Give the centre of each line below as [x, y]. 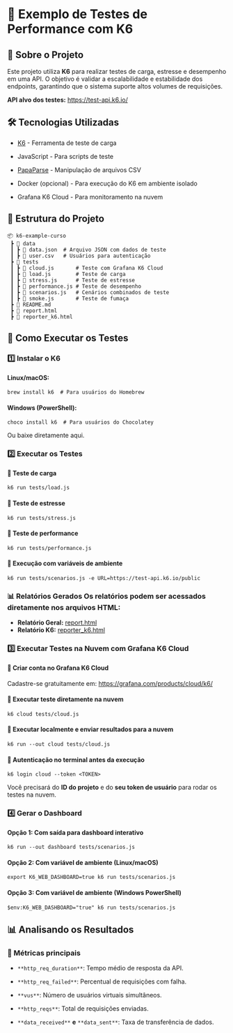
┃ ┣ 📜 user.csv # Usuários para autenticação [80, 256]
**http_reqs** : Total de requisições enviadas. [83, 1009]
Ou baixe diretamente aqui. [46, 436]
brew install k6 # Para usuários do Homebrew [76, 392]
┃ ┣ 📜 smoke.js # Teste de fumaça [70, 298]
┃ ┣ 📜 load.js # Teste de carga [68, 274]
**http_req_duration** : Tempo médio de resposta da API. [100, 968]
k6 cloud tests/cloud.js [43, 714]
